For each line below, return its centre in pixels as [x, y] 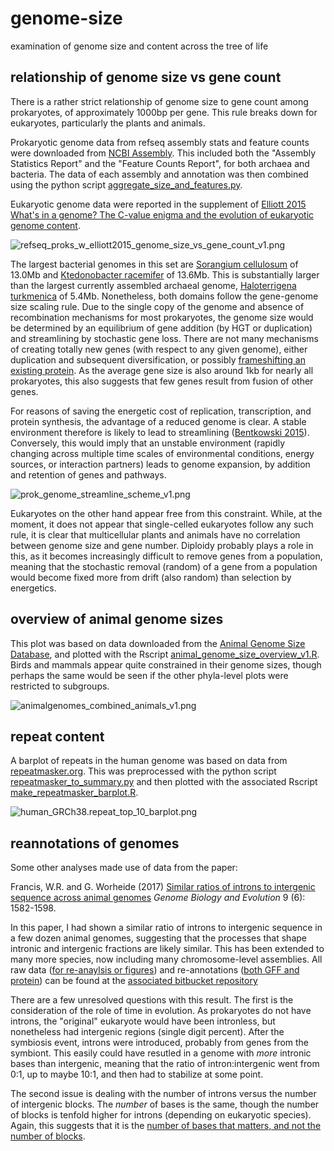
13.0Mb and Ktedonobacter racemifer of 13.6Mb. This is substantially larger [165, 274]
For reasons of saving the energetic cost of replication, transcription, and [161, 411]
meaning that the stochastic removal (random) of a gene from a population [164, 566]
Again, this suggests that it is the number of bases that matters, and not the [166, 1126]
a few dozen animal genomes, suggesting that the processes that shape [158, 938]
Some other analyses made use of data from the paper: [124, 868]
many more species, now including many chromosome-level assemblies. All [166, 959]
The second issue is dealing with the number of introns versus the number [163, 1094]
